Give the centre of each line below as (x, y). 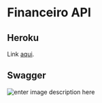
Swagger (27, 75)
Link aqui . (21, 54)
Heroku (23, 38)
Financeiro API (49, 13)
